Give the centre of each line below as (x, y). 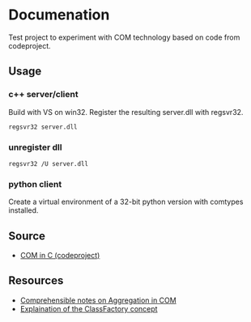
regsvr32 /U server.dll (49, 163)
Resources (36, 281)
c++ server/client (43, 95)
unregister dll (35, 147)
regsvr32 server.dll (43, 127)
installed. (23, 210)
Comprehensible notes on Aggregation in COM (98, 300)
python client (35, 184)
